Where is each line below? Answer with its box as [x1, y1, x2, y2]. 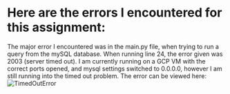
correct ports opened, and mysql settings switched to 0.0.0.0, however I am [7, 64, 222, 73]
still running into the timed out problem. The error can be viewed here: [7, 71, 207, 80]
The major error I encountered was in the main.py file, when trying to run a [7, 42, 220, 50]
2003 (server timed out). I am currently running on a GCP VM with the [7, 57, 206, 65]
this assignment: [7, 19, 106, 35]
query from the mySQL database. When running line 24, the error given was [7, 50, 223, 58]
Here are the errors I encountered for [7, 5, 222, 21]
